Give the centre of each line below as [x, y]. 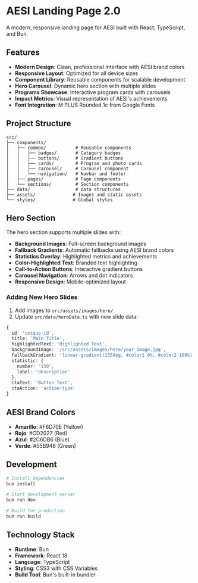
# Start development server [41, 495]
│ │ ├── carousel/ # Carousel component [67, 169]
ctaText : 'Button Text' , [42, 383]
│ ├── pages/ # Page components [63, 179]
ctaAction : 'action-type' [44, 388]
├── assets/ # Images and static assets [74, 195]
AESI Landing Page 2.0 [63, 11]
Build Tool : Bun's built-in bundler [55, 574]
